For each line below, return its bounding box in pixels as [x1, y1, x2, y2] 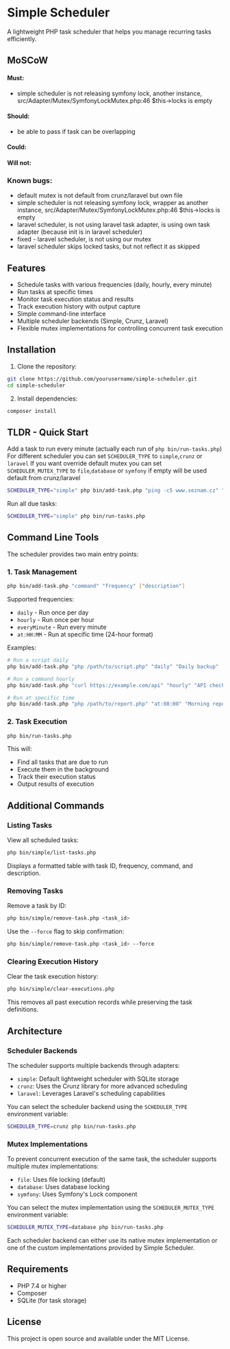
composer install [7, 407, 57, 414]
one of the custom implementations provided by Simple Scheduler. [7, 1243, 195, 1252]
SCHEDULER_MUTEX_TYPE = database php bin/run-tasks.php [7, 1224, 164, 1231]
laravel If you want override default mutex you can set [7, 459, 162, 468]
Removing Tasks [7, 886, 64, 896]
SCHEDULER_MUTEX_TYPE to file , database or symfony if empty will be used [7, 466, 207, 475]
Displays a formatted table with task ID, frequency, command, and [7, 862, 193, 870]
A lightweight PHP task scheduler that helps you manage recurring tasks [7, 27, 212, 36]
